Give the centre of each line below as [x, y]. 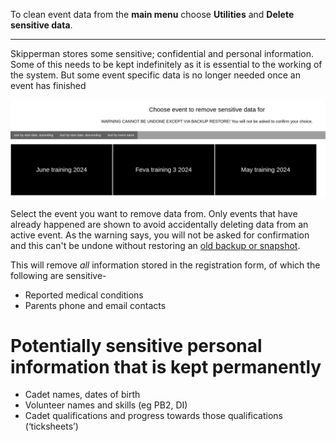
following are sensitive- [58, 275]
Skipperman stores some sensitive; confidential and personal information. [162, 53]
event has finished [48, 85]
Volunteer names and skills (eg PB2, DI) [106, 405]
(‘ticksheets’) [51, 426]
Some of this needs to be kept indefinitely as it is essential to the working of [166, 64]
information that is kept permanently [166, 366]
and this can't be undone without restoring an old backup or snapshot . [155, 245]
